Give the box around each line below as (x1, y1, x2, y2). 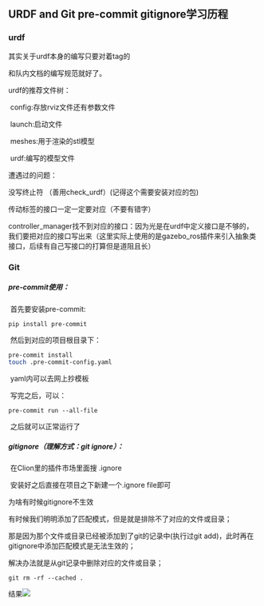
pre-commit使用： (8, 282, 70, 292)
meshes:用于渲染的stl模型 (10, 136, 95, 146)
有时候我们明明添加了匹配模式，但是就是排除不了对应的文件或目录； (8, 514, 232, 524)
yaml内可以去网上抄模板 (10, 374, 89, 384)
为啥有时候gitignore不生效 (8, 497, 94, 507)
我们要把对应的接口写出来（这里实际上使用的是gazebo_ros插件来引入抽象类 (8, 231, 257, 241)
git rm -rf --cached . (8, 574, 84, 582)
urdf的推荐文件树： (8, 85, 72, 94)
